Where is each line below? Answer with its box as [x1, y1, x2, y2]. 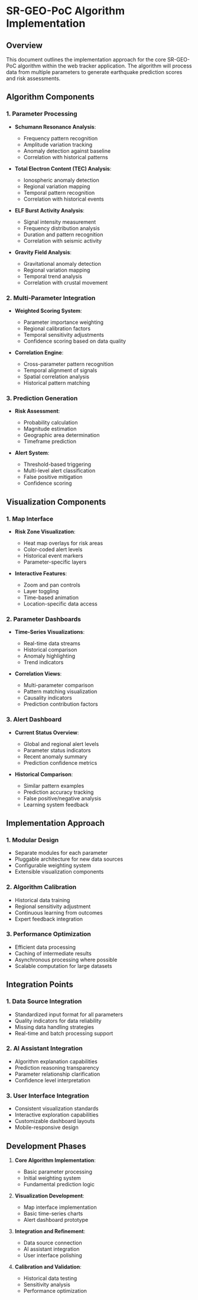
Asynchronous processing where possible [14, 956, 118, 963]
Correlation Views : [14, 670, 62, 677]
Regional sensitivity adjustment [14, 903, 91, 910]
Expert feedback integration [14, 915, 83, 922]
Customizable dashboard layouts [14, 1118, 95, 1125]
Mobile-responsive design [14, 1124, 79, 1131]
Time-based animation [23, 594, 79, 601]
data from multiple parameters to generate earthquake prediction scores [6, 69, 183, 75]
